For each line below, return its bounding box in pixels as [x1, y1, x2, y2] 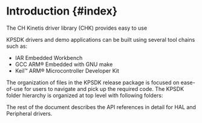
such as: [6, 42, 28, 50]
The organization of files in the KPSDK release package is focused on [6, 79, 180, 86]
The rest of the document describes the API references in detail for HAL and [6, 103, 197, 110]
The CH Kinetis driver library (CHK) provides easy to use [6, 24, 148, 32]
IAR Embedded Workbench [15, 54, 83, 61]
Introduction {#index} [6, 4, 118, 18]
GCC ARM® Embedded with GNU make [15, 61, 113, 68]
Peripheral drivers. [6, 110, 53, 117]
